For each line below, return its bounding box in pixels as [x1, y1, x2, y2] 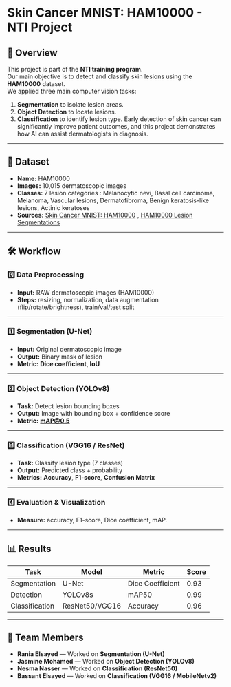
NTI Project [7, 19, 73, 35]
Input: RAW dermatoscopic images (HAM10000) [16, 288, 155, 297]
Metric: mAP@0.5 [16, 416, 70, 425]
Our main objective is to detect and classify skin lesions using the [7, 72, 192, 81]
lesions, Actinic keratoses [16, 203, 90, 211]
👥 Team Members [7, 631, 84, 643]
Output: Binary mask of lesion [16, 352, 103, 361]
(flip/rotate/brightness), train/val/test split [16, 303, 135, 311]
